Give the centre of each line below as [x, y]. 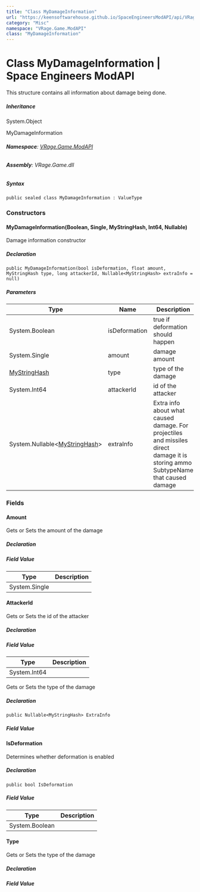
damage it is [170, 455]
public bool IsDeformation [40, 785]
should [163, 335]
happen [164, 342]
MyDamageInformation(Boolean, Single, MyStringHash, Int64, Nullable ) [97, 227]
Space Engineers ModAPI [71, 76]
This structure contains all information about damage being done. [86, 92]
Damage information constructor [46, 240]
